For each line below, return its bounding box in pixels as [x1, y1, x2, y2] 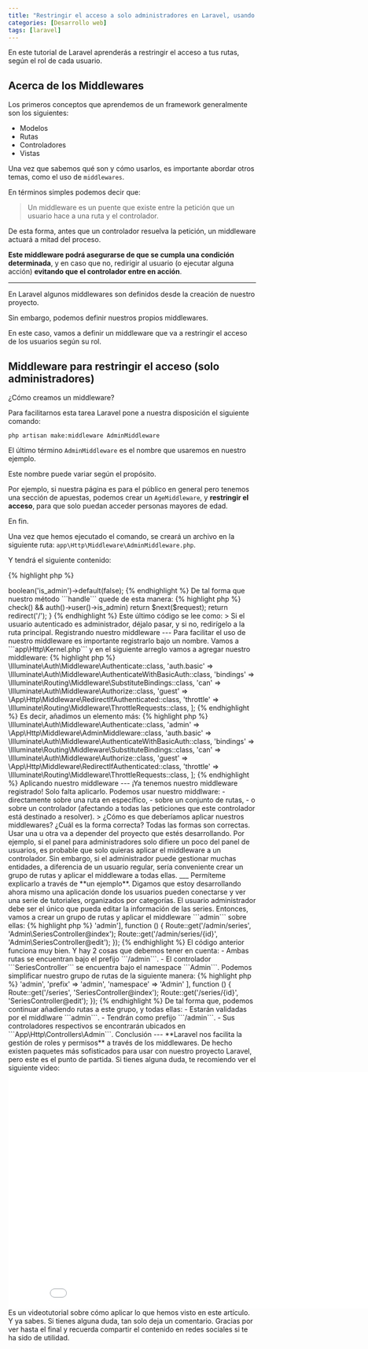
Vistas [19, 149, 41, 158]
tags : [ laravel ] [8, 26, 61, 34]
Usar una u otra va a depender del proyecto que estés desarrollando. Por [8, 829, 245, 838]
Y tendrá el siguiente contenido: [8, 556, 112, 564]
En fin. [8, 517, 29, 526]
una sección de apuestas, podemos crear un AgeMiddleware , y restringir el [8, 493, 249, 502]
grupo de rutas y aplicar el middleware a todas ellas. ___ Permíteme [8, 871, 226, 879]
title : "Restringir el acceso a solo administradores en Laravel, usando [8, 11, 256, 20]
